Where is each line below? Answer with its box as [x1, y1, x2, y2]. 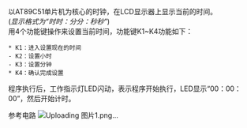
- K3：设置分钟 [8, 61, 53, 69]
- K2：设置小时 [8, 52, 53, 60]
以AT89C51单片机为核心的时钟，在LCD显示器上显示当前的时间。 [8, 7, 217, 16]
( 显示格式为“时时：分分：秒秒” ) [8, 17, 110, 26]
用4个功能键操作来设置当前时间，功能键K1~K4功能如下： [8, 27, 193, 36]
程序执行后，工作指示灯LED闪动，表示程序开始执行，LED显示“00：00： [8, 84, 242, 93]
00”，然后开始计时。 [8, 94, 76, 103]
